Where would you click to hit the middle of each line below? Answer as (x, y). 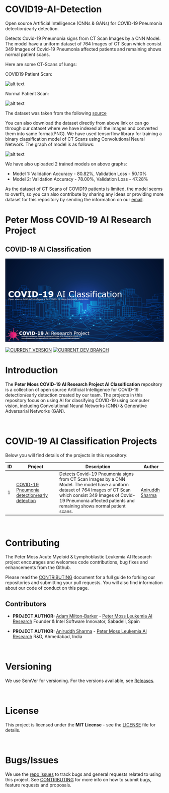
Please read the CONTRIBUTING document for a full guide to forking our (80, 577)
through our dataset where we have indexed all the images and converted (81, 128)
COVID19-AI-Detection (54, 9)
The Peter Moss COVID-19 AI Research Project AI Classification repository (84, 384)
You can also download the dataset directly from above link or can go (77, 123)
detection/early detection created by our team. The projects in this (74, 395)
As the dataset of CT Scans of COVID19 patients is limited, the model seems (84, 189)
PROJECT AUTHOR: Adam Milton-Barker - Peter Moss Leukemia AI (82, 616)
